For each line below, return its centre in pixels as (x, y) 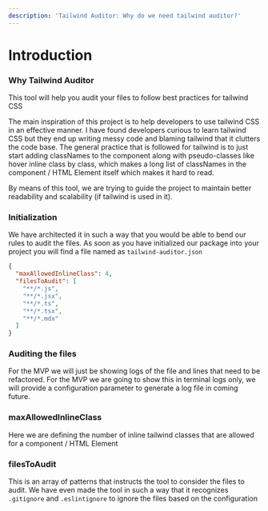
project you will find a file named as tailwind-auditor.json (105, 252)
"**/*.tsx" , (42, 311)
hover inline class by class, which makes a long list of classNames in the (127, 164)
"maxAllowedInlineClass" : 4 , (64, 274)
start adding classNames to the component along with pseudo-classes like (131, 156)
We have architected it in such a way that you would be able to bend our (127, 235)
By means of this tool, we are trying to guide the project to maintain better (130, 188)
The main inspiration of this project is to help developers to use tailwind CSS (134, 122)
